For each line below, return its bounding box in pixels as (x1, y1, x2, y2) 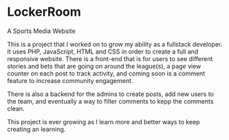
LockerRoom (7, 4, 81, 20)
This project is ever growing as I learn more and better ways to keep (7, 117, 201, 126)
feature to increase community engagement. (7, 76, 133, 84)
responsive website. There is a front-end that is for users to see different (7, 54, 213, 62)
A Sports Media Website (7, 27, 76, 35)
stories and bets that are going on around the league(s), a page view (7, 62, 201, 70)
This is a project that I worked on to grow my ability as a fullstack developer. (7, 40, 223, 48)
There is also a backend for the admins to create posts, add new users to (7, 90, 215, 98)
